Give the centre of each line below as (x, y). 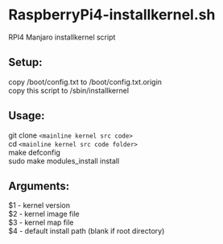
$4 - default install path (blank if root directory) (87, 231)
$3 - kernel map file (41, 222)
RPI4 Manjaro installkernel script (62, 37)
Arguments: (39, 186)
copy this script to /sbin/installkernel (69, 90)
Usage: (27, 116)
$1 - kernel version (39, 205)
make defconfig (34, 152)
